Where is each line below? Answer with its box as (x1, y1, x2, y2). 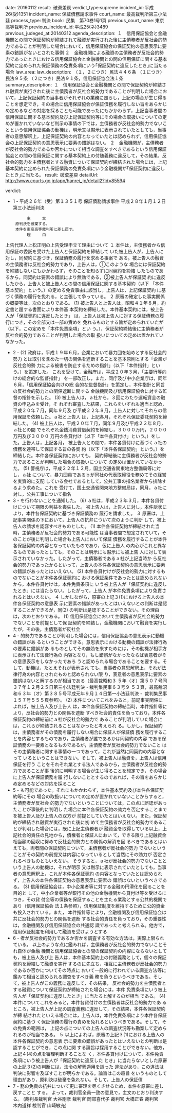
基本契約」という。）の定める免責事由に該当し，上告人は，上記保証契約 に (5, 287, 162, 293)
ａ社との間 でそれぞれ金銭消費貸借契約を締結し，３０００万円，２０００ (12, 427, 167, 432)
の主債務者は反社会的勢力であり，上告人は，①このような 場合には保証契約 (5, 262, 166, 267)
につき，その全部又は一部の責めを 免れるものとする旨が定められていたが (9, 319, 164, 325)
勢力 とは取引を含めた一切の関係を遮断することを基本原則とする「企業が (12, 356, 167, 362)
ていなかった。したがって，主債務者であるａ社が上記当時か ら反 (26, 555, 162, 561)
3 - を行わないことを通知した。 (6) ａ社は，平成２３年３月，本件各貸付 (12, 497, 164, 503)
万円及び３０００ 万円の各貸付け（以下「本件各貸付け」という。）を (12, 433, 156, 439)
